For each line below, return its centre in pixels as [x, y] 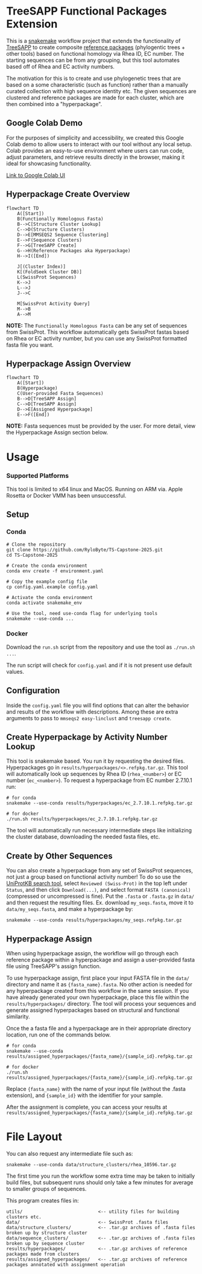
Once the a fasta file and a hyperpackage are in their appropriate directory [99, 1029]
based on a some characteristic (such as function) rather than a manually [97, 85]
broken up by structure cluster [47, 1233]
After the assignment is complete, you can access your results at [87, 1107]
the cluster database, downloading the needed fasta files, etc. [83, 837]
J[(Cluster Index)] [42, 267]
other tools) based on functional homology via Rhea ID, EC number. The [95, 53]
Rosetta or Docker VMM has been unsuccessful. [66, 496]
